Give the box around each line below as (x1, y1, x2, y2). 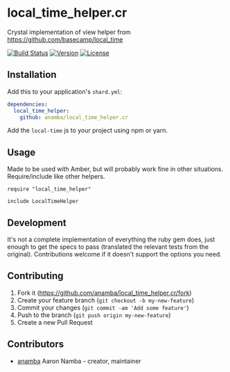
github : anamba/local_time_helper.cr (19, 113, 129, 121)
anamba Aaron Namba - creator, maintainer (17, 357, 142, 365)
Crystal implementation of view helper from (7, 28, 132, 36)
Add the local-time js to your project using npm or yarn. (7, 127, 168, 135)
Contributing (7, 270, 64, 282)
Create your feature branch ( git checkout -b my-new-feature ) (17, 296, 195, 304)
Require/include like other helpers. (7, 172, 105, 181)
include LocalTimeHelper (7, 198, 79, 205)
